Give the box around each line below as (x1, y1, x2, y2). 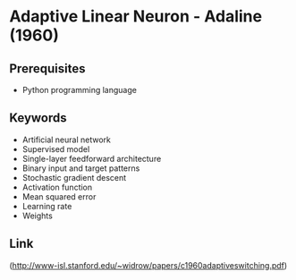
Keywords (9, 110, 67, 126)
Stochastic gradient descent (21, 172, 127, 182)
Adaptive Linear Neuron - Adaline (9, 6, 262, 27)
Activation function (21, 182, 93, 192)
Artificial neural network (21, 134, 112, 145)
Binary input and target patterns (21, 163, 140, 174)
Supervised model (21, 143, 90, 154)
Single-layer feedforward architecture (21, 153, 162, 164)
